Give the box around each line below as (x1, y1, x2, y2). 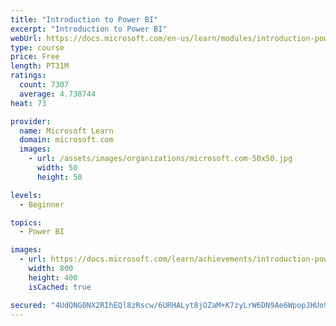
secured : (10, 300, 47, 310)
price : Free (10, 52, 60, 62)
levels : (10, 190, 43, 200)
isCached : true (28, 282, 92, 292)
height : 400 (28, 272, 78, 283)
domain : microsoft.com (19, 135, 114, 145)
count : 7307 (19, 80, 70, 90)
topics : (10, 217, 43, 228)
